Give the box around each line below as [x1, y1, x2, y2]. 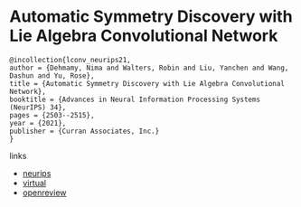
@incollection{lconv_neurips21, [9, 55, 131, 64]
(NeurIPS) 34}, [9, 102, 67, 112]
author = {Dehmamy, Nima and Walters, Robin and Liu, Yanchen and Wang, [9, 63, 289, 72]
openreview [22, 187, 67, 198]
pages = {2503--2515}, [9, 110, 95, 119]
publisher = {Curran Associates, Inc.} [9, 127, 160, 136]
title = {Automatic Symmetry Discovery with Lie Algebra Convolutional [9, 79, 285, 88]
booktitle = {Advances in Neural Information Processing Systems [9, 95, 260, 104]
